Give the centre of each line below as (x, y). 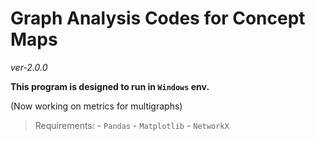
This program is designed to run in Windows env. (110, 86)
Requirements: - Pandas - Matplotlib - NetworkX (132, 125)
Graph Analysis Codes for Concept (158, 18)
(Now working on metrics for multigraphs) (96, 106)
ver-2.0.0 (29, 67)
